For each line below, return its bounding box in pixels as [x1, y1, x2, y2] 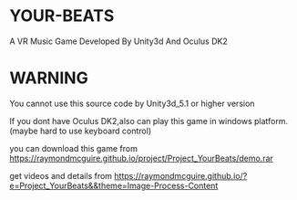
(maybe [9, 125, 38, 136]
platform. [253, 115, 289, 126]
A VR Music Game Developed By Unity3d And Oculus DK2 [9, 36, 228, 47]
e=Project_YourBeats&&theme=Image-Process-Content [9, 180, 219, 191]
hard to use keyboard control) [39, 125, 152, 136]
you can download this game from [9, 142, 138, 153]
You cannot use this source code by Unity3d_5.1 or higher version [9, 98, 255, 109]
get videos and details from [9, 170, 112, 181]
